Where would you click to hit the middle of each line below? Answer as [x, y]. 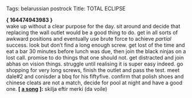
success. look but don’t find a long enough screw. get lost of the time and [95, 45]
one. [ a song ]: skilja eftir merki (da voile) [57, 89]
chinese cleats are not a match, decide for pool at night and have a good [95, 83]
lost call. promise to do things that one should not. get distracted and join [95, 58]
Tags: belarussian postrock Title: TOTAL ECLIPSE [66, 9]
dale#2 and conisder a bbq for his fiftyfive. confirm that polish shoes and [95, 76]
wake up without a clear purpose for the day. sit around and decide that [93, 26]
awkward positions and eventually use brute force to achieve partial [89, 39]
